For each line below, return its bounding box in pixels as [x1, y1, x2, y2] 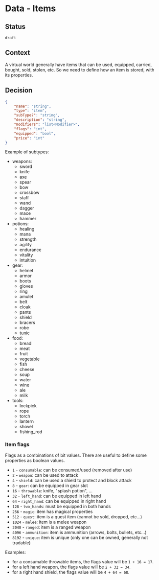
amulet [19, 294, 34, 300]
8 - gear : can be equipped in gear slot [12, 483, 88, 488]
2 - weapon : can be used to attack [12, 472, 78, 478]
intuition [19, 257, 36, 263]
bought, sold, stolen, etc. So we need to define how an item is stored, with [5, 67, 155, 72]
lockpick [19, 403, 37, 409]
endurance [19, 247, 42, 253]
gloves [19, 283, 33, 289]
